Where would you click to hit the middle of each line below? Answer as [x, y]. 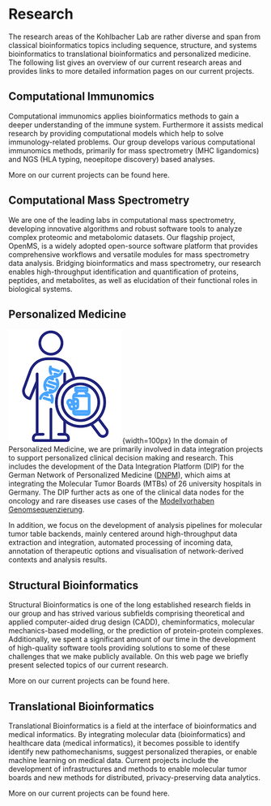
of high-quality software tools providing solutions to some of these [119, 648]
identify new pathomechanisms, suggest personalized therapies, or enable [133, 752]
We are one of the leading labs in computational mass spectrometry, [122, 220]
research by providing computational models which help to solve [116, 133]
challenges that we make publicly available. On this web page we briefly [129, 657]
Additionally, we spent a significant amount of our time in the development [132, 639]
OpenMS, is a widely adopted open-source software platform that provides [133, 246]
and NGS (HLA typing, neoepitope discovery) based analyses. [112, 159]
